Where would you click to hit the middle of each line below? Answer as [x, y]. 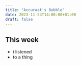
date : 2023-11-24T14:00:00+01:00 [41, 15]
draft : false [19, 19]
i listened [22, 52]
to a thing [23, 57]
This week [22, 40]
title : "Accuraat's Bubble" [35, 10]
